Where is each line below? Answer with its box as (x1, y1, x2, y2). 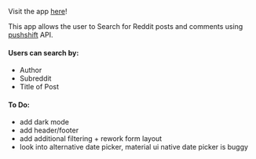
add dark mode (19, 117, 69, 127)
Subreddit (19, 74, 52, 83)
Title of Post (19, 82, 60, 92)
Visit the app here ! (8, 7, 68, 16)
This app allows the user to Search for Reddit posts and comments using (8, 22, 243, 31)
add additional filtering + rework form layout (19, 134, 163, 143)
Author (19, 66, 42, 75)
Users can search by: (8, 48, 79, 57)
